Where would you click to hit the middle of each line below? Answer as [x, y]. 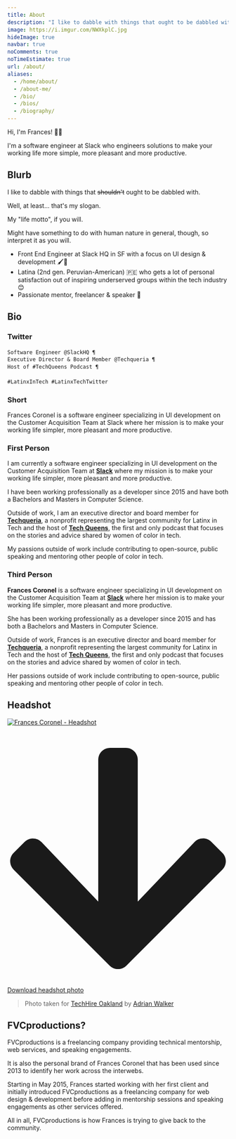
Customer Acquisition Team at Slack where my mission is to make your [110, 471]
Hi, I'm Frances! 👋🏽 [35, 132]
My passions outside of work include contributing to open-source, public [113, 549]
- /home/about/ [36, 81]
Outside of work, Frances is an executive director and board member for [112, 640]
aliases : [20, 74]
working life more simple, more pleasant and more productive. [97, 153]
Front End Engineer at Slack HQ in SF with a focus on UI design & [111, 254]
